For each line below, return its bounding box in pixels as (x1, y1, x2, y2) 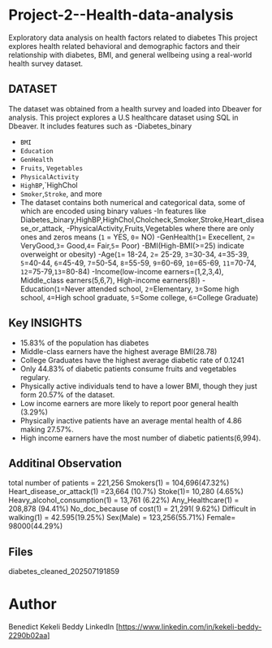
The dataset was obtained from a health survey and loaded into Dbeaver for (8, 103, 262, 113)
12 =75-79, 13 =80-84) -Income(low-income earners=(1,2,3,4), (19, 266, 224, 276)
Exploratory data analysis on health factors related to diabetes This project (8, 33, 258, 42)
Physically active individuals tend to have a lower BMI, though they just (19, 381, 257, 391)
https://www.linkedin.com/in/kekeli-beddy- (118, 622, 262, 632)
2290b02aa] (8, 631, 50, 641)
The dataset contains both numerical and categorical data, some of (19, 197, 246, 207)
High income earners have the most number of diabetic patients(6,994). (19, 433, 261, 443)
